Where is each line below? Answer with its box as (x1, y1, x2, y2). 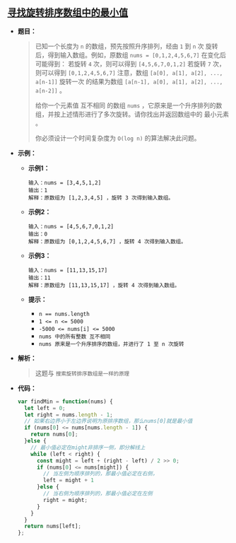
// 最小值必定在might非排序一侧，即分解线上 (30, 444, 146, 451)
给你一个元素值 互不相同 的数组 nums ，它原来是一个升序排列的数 (35, 101, 223, 110)
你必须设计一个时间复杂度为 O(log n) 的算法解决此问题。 (35, 134, 201, 142)
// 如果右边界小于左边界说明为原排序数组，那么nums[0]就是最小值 (24, 418, 193, 425)
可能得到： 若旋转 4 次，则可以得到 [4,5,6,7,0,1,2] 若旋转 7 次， (35, 59, 225, 68)
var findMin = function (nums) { (17, 398, 113, 405)
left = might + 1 (43, 477, 94, 484)
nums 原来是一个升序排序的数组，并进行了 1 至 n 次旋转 (38, 340, 184, 348)
